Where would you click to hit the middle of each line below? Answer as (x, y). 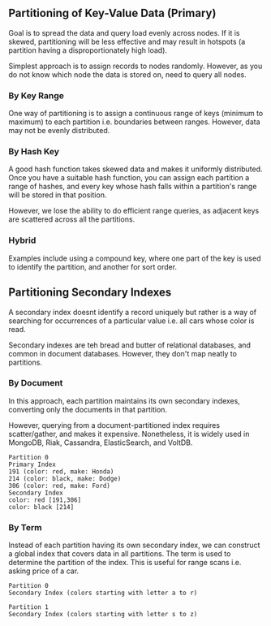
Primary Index (32, 464)
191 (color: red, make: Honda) (61, 471)
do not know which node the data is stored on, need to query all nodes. (127, 74)
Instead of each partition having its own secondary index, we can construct (134, 545)
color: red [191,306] (45, 500)
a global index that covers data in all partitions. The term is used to (120, 554)
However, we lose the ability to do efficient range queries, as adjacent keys (134, 211)
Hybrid (22, 240)
